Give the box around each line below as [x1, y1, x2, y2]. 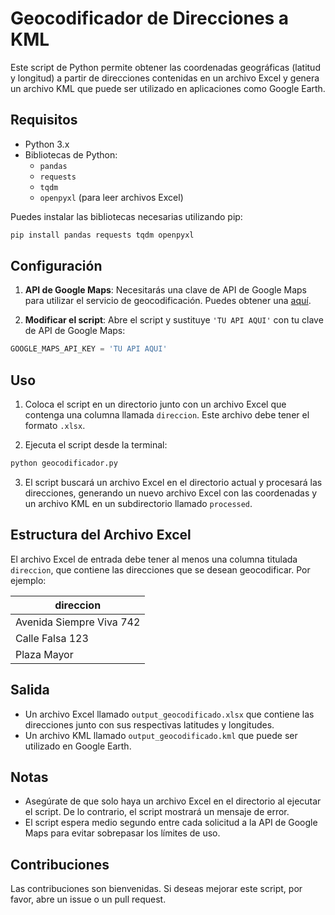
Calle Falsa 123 [15, 631, 89, 645]
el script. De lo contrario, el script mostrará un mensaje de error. [24, 806, 290, 818]
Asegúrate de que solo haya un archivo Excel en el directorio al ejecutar [24, 795, 322, 807]
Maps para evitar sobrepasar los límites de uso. [24, 827, 221, 839]
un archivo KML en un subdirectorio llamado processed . [24, 498, 253, 509]
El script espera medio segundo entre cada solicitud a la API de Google [24, 817, 318, 829]
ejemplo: [10, 574, 47, 586]
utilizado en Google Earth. [24, 740, 132, 752]
